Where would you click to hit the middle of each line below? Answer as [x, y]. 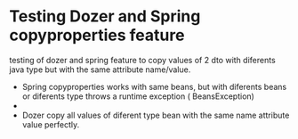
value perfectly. [51, 124]
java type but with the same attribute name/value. [100, 69]
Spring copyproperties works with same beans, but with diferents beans [154, 86]
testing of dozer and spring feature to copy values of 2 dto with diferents [142, 60]
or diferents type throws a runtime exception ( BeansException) [138, 96]
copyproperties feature [97, 35]
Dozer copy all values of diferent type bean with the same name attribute [156, 115]
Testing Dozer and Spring [105, 16]
